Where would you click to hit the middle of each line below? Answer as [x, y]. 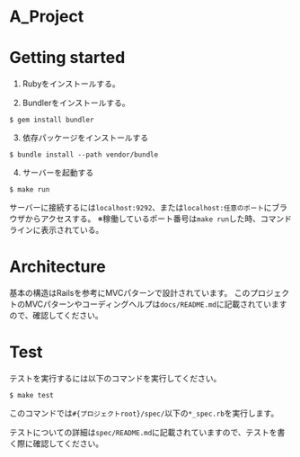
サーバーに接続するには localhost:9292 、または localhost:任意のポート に [141, 208]
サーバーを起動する [58, 173]
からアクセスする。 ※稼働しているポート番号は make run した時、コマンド [159, 219]
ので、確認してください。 [56, 316]
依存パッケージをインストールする [85, 138]
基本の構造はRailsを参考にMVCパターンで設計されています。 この [130, 293]
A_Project [47, 17]
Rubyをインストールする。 [71, 84]
